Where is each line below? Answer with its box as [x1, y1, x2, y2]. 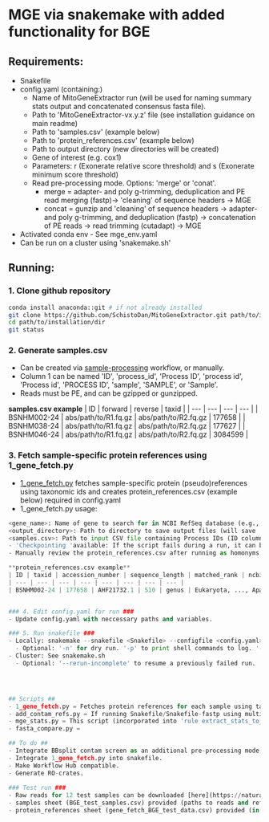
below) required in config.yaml [19, 495, 122, 505]
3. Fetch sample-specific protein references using [8, 450, 207, 461]
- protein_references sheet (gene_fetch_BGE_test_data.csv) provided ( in [8, 807, 260, 815]
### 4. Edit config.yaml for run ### [8, 608, 134, 616]
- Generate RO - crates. [8, 769, 84, 777]
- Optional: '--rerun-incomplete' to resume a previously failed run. [15, 659, 256, 667]
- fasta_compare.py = [8, 725, 81, 733]
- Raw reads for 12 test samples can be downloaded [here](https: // [8, 791, 242, 800]
